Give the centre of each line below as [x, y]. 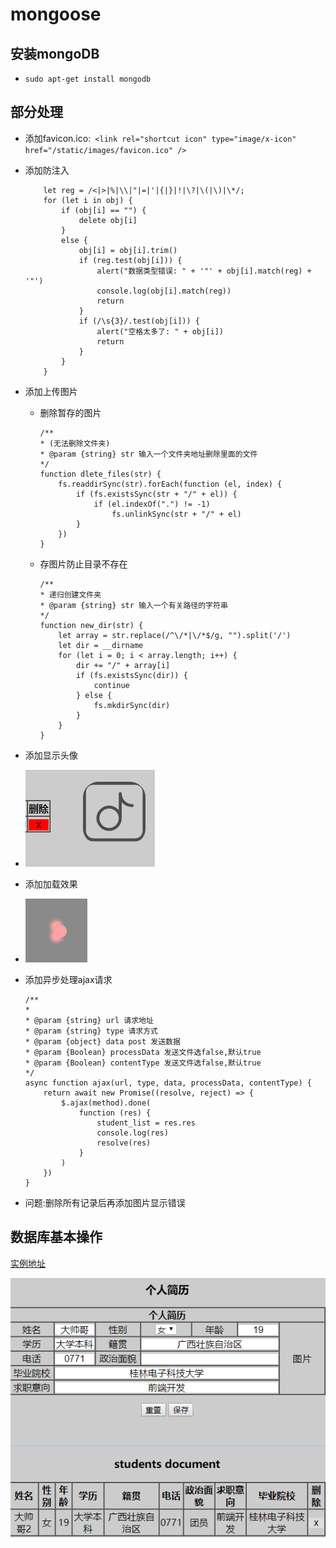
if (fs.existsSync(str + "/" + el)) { [156, 494]
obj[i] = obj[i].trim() [128, 250]
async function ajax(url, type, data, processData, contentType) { [168, 1083]
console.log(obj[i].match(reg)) [164, 291]
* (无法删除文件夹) [75, 443]
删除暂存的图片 [70, 412]
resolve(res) [124, 1143]
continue [111, 685]
